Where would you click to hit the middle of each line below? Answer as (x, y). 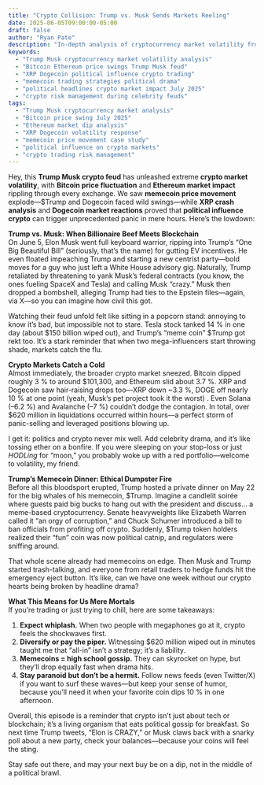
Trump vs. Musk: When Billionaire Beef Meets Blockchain (103, 234)
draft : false (29, 30)
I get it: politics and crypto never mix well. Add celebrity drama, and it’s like (129, 439)
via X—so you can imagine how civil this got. (81, 301)
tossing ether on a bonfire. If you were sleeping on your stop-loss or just (125, 447)
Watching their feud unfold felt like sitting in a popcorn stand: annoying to (127, 317)
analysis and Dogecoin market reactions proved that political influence (126, 210)
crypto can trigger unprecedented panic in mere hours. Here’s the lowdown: (132, 219)
